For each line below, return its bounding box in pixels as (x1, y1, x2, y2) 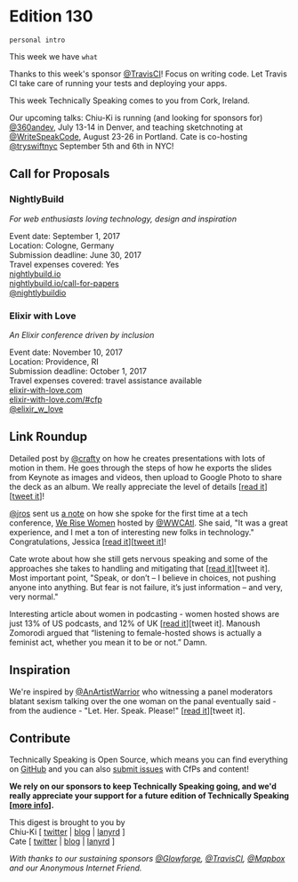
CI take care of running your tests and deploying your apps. (9, 77, 228, 88)
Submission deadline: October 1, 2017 (9, 365, 147, 376)
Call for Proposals (9, 166, 110, 181)
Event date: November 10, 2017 (9, 347, 123, 357)
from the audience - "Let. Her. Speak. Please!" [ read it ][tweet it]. (9, 705, 246, 716)
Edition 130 (9, 6, 93, 27)
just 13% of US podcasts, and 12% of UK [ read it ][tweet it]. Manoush (9, 618, 261, 629)
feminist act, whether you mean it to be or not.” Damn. (9, 637, 207, 647)
